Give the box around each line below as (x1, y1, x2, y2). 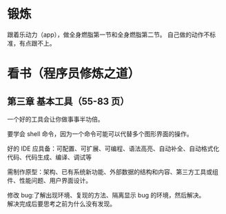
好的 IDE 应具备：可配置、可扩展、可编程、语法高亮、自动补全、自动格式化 (7, 144, 220, 153)
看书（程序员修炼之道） (7, 66, 141, 81)
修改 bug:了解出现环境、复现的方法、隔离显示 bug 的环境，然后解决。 (7, 191, 205, 199)
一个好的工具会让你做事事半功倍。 (7, 115, 104, 123)
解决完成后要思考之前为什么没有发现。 (7, 200, 116, 208)
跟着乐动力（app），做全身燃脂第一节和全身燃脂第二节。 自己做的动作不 (7, 30, 210, 39)
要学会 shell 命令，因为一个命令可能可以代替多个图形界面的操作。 (7, 129, 193, 138)
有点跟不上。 (19, 39, 56, 47)
